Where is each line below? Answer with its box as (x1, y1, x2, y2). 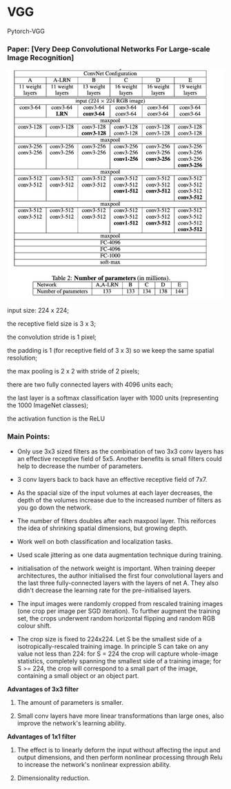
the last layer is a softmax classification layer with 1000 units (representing (7, 393, 219, 402)
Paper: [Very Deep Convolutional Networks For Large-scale (7, 44, 210, 54)
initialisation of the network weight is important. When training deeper (17, 564, 216, 573)
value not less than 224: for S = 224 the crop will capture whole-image (17, 650, 219, 658)
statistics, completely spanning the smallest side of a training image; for (17, 657, 222, 665)
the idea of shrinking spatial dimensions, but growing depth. (17, 524, 188, 532)
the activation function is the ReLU (7, 414, 106, 422)
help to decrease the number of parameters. (17, 462, 143, 470)
